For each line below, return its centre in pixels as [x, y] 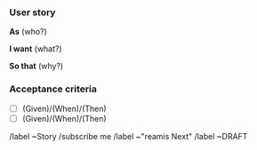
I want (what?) [36, 49]
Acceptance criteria [53, 89]
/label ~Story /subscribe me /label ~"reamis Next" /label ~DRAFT [128, 136]
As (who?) [28, 32]
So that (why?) [36, 66]
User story [32, 12]
